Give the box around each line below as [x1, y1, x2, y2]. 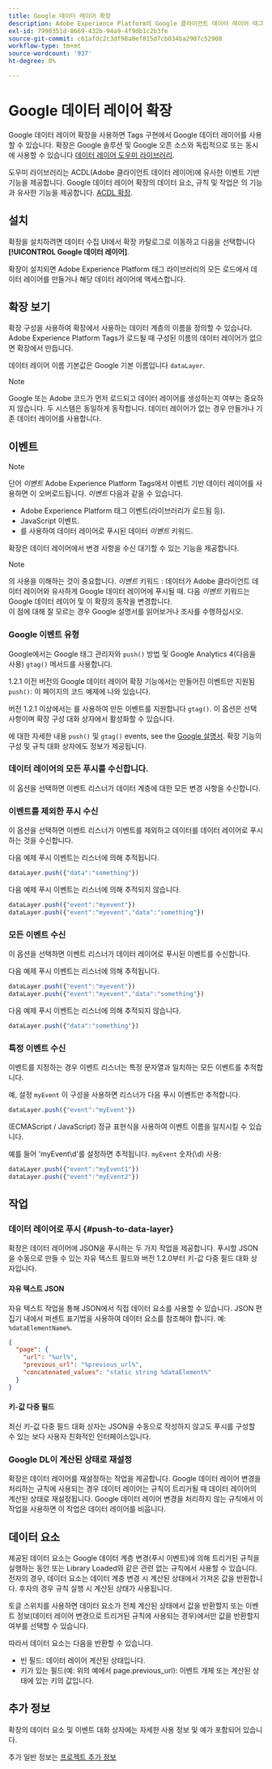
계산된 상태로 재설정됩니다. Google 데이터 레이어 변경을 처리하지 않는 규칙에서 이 [8, 1494, 263, 1504]
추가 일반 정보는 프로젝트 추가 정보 [8, 1752, 117, 1762]
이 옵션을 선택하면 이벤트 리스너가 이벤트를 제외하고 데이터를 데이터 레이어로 [8, 826, 249, 835]
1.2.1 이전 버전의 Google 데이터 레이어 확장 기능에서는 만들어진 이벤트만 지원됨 [8, 676, 256, 686]
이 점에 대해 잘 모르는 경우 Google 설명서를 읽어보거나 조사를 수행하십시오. [8, 607, 244, 617]
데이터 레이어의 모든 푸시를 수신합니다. [8, 763, 149, 775]
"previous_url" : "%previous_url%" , [23, 1361, 143, 1369]
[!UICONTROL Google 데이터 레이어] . [8, 246, 130, 256]
